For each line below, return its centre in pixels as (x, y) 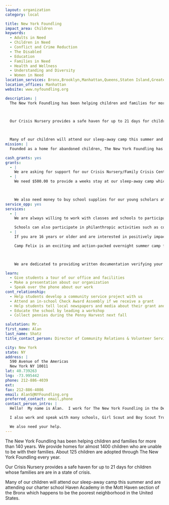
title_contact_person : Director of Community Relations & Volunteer (78, 338)
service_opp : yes (23, 204)
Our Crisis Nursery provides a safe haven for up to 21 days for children (78, 467)
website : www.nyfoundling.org (37, 89)
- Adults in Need (28, 38)
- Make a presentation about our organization (59, 283)
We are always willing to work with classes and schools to (78, 218)
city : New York (21, 348)
